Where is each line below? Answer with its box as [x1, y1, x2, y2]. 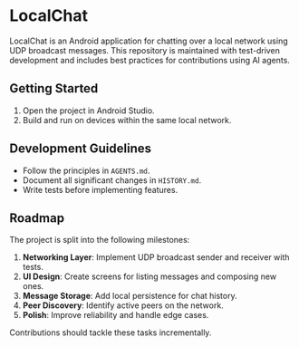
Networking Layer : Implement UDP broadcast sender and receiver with [22, 252, 290, 263]
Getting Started [9, 81, 99, 96]
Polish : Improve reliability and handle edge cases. [22, 310, 209, 321]
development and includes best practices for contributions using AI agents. [9, 54, 290, 65]
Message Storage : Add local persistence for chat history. [22, 291, 237, 302]
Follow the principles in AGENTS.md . [22, 165, 150, 176]
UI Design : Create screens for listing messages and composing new [22, 271, 277, 282]
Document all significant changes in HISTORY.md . [22, 174, 202, 186]
